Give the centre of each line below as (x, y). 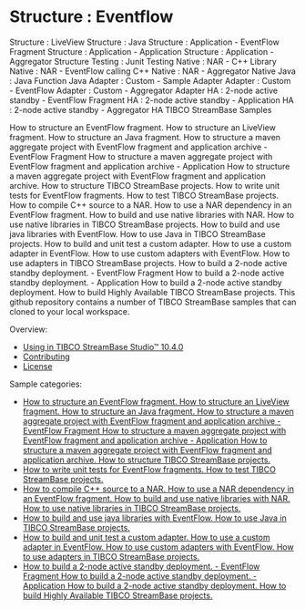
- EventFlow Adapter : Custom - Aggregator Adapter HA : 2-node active (144, 90)
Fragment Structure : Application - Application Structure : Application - (142, 51)
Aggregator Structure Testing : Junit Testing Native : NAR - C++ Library (143, 61)
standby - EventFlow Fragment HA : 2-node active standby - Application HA (152, 100)
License (37, 366)
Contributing (46, 357)
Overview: (29, 329)
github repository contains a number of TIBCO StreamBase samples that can (153, 302)
